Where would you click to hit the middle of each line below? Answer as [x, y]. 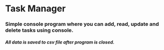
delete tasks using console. [39, 30]
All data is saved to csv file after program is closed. [60, 42]
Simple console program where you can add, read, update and [82, 24]
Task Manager [35, 9]
